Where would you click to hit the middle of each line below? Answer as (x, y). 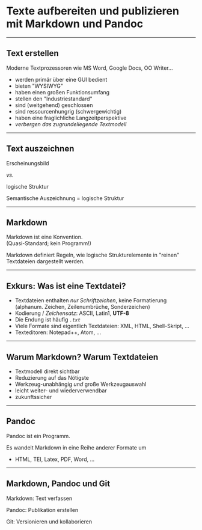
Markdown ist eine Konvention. (44, 237)
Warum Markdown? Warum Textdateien (82, 357)
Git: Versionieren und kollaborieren (49, 522)
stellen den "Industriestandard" (54, 99)
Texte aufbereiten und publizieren (93, 11)
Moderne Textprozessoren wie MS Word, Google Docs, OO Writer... (90, 68)
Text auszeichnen (40, 149)
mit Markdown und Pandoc (75, 24)
